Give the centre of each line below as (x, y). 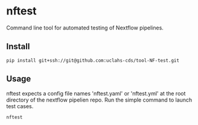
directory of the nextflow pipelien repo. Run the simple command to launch (99, 100)
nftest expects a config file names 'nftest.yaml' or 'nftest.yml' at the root (96, 93)
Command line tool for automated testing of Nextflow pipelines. (85, 28)
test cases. (20, 106)
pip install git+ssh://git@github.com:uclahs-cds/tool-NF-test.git (93, 60)
